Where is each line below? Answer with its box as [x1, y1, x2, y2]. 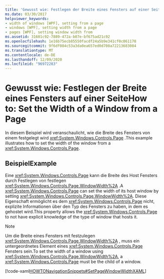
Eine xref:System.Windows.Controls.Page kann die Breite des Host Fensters [5, 172, 158, 178]
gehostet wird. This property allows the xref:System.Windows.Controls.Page [5, 208, 158, 215]
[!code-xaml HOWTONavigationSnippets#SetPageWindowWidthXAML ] [5, 268, 146, 274]
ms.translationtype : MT [5, 48, 54, 53]
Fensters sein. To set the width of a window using [5, 248, 103, 254]
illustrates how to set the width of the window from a [5, 140, 111, 146]
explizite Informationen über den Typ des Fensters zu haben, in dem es [5, 203, 148, 209]
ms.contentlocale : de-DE [5, 52, 56, 58]
